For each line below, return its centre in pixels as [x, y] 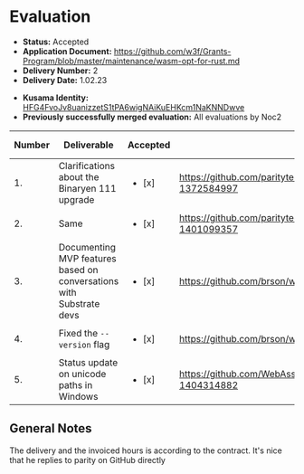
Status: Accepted [56, 42]
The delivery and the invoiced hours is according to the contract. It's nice [146, 450]
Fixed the [78, 333]
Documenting [87, 247]
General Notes [51, 428]
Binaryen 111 [87, 188]
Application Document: [67, 51]
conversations [89, 280]
